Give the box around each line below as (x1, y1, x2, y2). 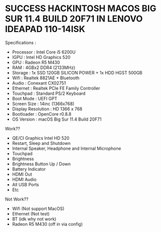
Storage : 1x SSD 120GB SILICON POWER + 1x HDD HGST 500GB (12, 70, 143, 75)
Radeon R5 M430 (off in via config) (12, 221, 83, 227)
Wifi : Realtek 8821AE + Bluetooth (12, 75, 80, 81)
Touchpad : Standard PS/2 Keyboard (12, 90, 86, 96)
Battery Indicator (12, 166, 46, 172)
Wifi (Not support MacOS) (12, 205, 65, 212)
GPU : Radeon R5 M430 (12, 59, 60, 65)
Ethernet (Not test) (12, 211, 50, 216)
